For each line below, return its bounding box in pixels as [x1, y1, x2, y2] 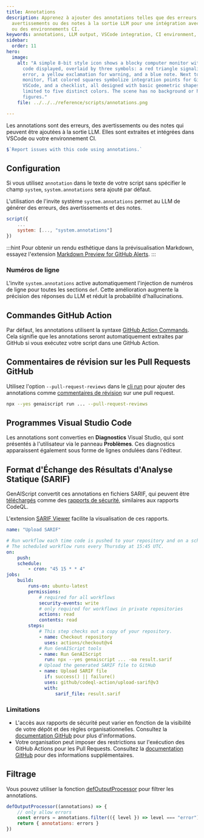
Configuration [6, 163, 61, 174]
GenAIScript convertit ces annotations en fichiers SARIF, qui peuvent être [6, 490, 190, 497]
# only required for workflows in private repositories [38, 606, 183, 612]
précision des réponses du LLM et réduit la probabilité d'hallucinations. [6, 293, 184, 300]
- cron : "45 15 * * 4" [28, 566, 86, 572]
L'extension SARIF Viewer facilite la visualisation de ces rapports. [6, 515, 169, 522]
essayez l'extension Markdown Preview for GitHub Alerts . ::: [6, 250, 157, 258]
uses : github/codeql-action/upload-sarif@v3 [44, 679, 159, 686]
